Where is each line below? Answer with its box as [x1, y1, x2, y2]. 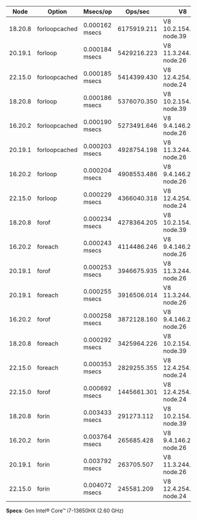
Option [47, 8, 67, 15]
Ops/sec [125, 8, 150, 15]
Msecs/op [83, 8, 113, 15]
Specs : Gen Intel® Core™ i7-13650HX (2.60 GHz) [6, 507, 124, 514]
